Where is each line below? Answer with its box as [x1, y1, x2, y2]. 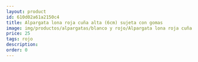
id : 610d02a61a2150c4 [6, 14, 60, 20]
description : [6, 42, 39, 48]
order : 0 [6, 47, 28, 53]
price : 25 [6, 31, 31, 37]
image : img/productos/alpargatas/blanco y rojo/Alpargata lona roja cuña [6, 25, 193, 31]
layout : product [6, 8, 46, 15]
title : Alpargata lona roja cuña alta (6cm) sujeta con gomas [6, 19, 163, 25]
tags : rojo [6, 36, 33, 42]
